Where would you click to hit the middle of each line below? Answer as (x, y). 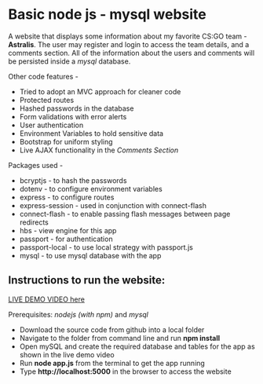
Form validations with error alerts (73, 116)
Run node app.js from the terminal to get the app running (112, 363)
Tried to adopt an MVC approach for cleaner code (100, 91)
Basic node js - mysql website (107, 15)
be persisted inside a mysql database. (69, 61)
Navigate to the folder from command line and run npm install (120, 338)
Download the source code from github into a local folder (112, 329)
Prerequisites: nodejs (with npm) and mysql (79, 314)
